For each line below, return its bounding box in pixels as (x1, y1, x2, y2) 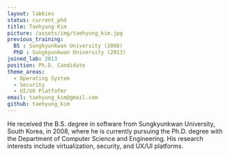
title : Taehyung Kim (7, 23, 68, 30)
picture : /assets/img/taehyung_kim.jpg (7, 29, 123, 37)
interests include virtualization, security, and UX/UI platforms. (7, 142, 183, 150)
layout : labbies (7, 10, 54, 17)
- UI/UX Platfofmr (13, 88, 68, 94)
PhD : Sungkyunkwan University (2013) (13, 49, 127, 56)
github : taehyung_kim (7, 101, 70, 108)
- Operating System (13, 74, 70, 82)
